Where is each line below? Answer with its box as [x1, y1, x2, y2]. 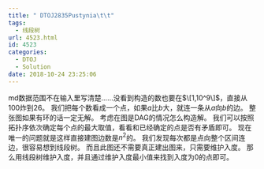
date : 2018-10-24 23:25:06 [8, 70, 97, 78]
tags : [8, 19, 26, 27]
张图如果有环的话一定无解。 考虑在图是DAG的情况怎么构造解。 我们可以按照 [8, 112, 255, 122]
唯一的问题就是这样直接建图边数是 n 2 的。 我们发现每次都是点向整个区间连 [8, 131, 246, 142]
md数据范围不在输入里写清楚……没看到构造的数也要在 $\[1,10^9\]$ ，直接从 [8, 92, 248, 103]
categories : [8, 48, 47, 56]
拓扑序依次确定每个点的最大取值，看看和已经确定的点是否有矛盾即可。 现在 [8, 122, 252, 132]
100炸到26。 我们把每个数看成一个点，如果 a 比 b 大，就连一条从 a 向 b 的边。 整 [8, 103, 256, 112]
